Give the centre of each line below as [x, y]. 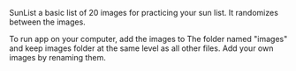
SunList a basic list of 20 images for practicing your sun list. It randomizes [144, 13]
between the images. [47, 22]
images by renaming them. [57, 57]
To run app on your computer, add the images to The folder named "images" [148, 39]
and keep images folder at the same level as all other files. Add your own [141, 48]
